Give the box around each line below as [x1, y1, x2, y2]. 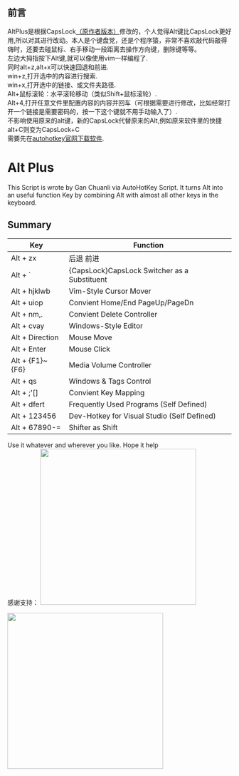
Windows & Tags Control [68, 376, 152, 386]
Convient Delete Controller [68, 309, 158, 319]
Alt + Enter [11, 344, 46, 354]
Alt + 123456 [11, 411, 57, 421]
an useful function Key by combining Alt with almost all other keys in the [7, 190, 219, 199]
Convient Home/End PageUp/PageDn [68, 297, 194, 307]
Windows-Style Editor [68, 320, 144, 330]
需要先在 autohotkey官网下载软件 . [7, 134, 105, 143]
